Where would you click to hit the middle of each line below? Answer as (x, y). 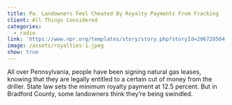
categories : (24, 26)
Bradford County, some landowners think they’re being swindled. (100, 93)
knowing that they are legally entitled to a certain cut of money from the (110, 79)
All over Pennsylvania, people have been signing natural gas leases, (104, 71)
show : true (23, 52)
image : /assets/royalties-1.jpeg (56, 46)
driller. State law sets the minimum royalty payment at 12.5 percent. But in (112, 86)
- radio (25, 33)
